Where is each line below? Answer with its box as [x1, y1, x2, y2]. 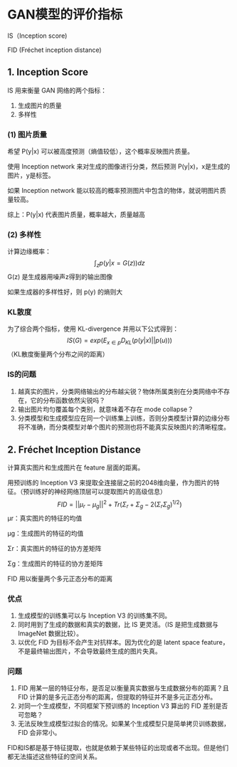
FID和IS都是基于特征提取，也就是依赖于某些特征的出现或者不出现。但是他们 [7, 744, 229, 752]
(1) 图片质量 [7, 129, 48, 139]
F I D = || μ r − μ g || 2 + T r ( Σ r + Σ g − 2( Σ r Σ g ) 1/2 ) [57, 499, 182, 510]
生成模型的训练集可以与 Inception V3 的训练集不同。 [17, 611, 172, 620]
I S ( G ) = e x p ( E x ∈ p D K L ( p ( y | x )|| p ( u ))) [66, 336, 173, 347]
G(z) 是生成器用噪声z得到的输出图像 [7, 273, 113, 281]
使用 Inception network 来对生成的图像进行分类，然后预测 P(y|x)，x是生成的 [7, 162, 231, 171]
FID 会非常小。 [17, 729, 61, 737]
